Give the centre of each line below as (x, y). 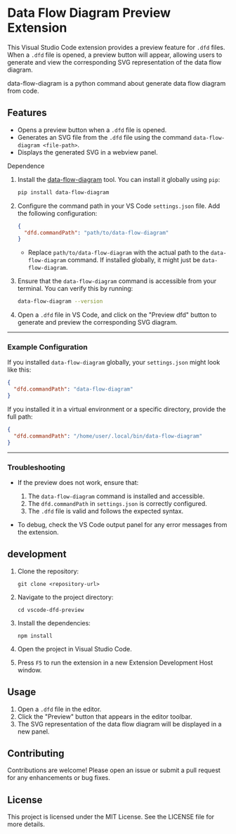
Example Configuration (47, 347)
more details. (26, 824)
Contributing (36, 753)
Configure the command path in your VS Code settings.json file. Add (119, 206)
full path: (20, 417)
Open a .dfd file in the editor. (59, 709)
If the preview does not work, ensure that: (78, 482)
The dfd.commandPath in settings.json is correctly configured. (117, 503)
